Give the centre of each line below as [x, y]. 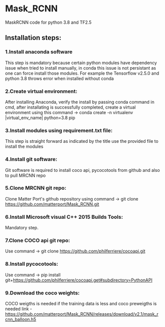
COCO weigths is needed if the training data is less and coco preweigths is [81, 304]
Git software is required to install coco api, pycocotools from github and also [82, 170]
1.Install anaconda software [39, 52]
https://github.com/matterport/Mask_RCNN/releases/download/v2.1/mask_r [82, 314]
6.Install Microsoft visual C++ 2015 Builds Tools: [64, 217]
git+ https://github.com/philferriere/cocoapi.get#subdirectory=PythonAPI [79, 280]
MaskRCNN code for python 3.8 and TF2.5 [49, 22]
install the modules [24, 147]
